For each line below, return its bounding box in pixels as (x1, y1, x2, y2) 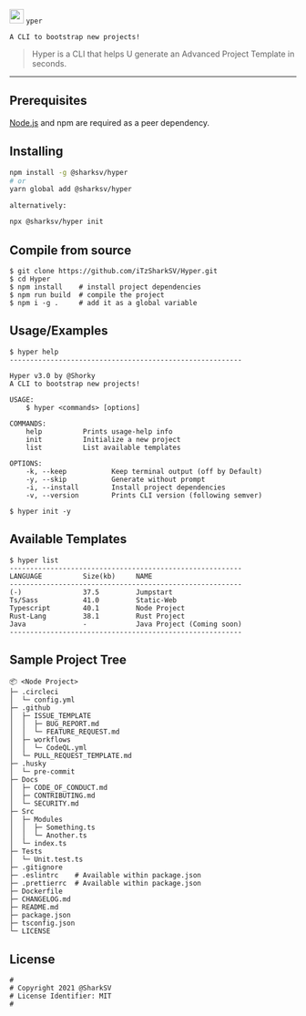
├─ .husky (9, 759, 47, 769)
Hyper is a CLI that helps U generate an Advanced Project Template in (31, 48, 295, 59)
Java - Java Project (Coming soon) (9, 620, 243, 629)
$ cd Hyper (9, 274, 51, 283)
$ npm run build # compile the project (9, 290, 166, 300)
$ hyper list (9, 556, 59, 565)
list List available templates (25, 443, 181, 452)
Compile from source (9, 242, 132, 258)
